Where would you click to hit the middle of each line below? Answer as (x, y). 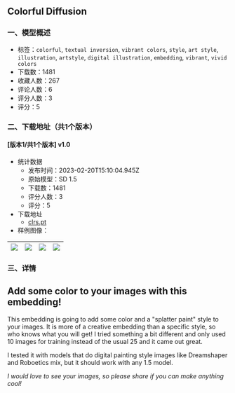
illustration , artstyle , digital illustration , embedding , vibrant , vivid (122, 57)
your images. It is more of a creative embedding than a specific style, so (112, 326)
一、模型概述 (29, 33)
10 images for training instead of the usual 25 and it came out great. (105, 341)
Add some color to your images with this (97, 291)
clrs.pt (37, 222)
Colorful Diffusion (47, 12)
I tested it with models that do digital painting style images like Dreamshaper (117, 355)
